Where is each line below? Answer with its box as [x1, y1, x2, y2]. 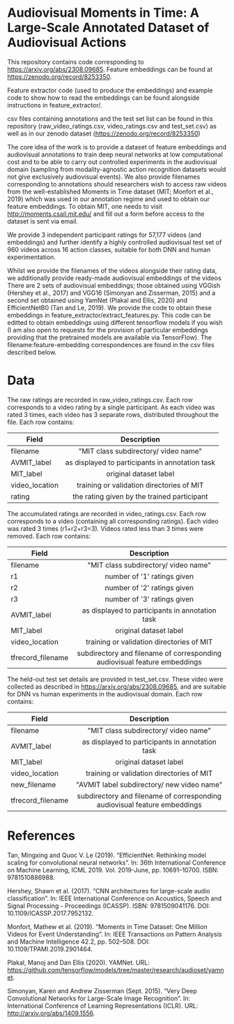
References [7, 828, 75, 844]
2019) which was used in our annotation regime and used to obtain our [7, 194, 210, 203]
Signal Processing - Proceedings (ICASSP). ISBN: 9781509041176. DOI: [7, 901, 210, 909]
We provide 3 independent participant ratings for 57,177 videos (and [7, 231, 202, 239]
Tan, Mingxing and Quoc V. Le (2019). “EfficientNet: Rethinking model [7, 851, 207, 859]
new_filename [10, 780, 56, 789]
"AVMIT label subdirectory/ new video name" [76, 780, 223, 789]
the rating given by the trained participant [72, 491, 208, 501]
